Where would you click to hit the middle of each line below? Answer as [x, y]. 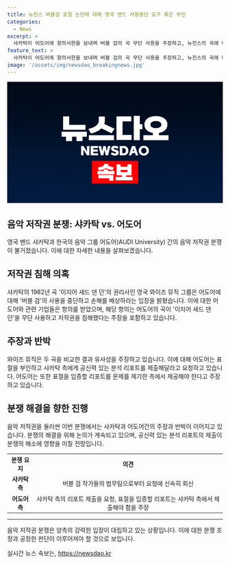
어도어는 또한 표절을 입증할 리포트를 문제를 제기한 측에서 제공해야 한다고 [112, 376]
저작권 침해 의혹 [38, 274]
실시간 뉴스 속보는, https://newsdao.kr [59, 553]
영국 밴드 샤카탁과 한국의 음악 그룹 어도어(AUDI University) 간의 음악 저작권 [108, 242]
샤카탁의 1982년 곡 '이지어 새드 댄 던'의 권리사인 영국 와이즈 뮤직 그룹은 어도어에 [114, 292]
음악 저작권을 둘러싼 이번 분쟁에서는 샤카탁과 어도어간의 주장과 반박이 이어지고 [111, 426]
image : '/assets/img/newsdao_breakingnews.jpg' [76, 65]
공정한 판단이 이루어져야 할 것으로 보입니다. [77, 539]
